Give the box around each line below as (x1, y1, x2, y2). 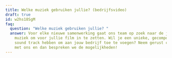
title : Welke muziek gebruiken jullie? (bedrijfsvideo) (5, 7, 127, 13)
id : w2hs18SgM (5, 17, 36, 22)
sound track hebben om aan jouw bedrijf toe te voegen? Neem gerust (14, 40, 164, 45)
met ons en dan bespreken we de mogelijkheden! (14, 45, 118, 50)
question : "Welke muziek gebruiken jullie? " (10, 26, 109, 31)
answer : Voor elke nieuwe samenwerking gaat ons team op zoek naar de (10, 31, 164, 36)
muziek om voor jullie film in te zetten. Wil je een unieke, (14, 36, 150, 41)
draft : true (5, 12, 31, 17)
